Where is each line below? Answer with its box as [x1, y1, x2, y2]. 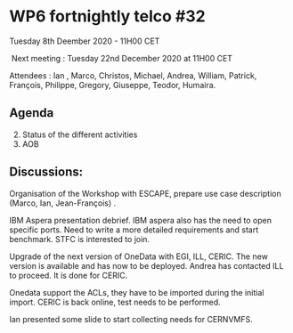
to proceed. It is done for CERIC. [9, 270, 128, 280]
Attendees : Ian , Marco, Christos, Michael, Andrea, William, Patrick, [9, 69, 257, 81]
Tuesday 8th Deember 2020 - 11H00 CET [9, 36, 160, 46]
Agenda [9, 105, 54, 121]
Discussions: [9, 165, 83, 180]
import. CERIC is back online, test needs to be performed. [9, 296, 221, 307]
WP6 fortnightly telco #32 [9, 6, 207, 27]
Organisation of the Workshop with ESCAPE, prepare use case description [9, 188, 282, 199]
